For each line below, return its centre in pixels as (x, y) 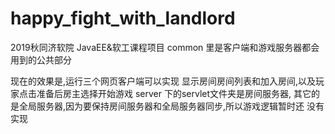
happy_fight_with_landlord (123, 18)
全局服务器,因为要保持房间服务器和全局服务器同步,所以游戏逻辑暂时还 (161, 106)
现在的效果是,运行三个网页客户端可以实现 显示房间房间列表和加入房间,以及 (163, 81)
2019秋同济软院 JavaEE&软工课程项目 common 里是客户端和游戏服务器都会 (165, 47)
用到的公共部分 (41, 59)
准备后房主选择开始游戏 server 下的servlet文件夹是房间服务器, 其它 (174, 93)
